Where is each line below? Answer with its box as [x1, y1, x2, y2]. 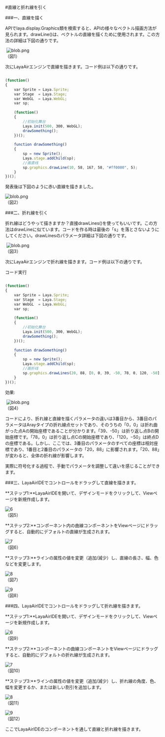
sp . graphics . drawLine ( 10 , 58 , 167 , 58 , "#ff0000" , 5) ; [23, 165, 138, 170]
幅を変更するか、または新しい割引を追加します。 [5, 684, 104, 690]
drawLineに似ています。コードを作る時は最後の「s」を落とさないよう [13, 226, 155, 233]
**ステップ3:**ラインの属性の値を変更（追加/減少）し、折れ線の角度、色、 [5, 678, 159, 684]
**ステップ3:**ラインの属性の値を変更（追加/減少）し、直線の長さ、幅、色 [5, 555, 159, 561]
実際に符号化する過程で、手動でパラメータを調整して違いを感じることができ [5, 463, 160, 469]
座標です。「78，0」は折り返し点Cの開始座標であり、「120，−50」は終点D [9, 434, 159, 440]
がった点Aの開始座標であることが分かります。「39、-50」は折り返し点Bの [5, 428, 155, 434]
